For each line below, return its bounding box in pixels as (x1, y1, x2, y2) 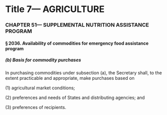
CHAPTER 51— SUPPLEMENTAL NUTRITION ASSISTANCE (5, 22, 149, 29)
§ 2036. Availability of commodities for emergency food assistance (5, 40, 149, 46)
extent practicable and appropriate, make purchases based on (5, 75, 135, 81)
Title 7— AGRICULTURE (5, 4, 105, 15)
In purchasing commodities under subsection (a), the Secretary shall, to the (5, 69, 162, 76)
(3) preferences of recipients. (5, 104, 67, 110)
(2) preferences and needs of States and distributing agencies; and (5, 94, 145, 100)
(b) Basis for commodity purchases (5, 57, 82, 63)
